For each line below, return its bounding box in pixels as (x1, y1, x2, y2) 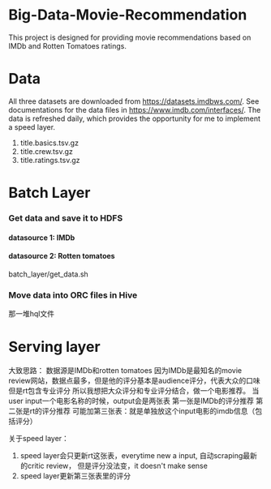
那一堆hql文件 (8, 309, 55, 319)
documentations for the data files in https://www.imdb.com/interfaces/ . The (8, 105, 261, 114)
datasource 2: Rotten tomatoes (8, 251, 115, 261)
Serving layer (8, 338, 101, 356)
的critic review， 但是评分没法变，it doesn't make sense (19, 461, 209, 471)
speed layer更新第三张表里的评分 (19, 471, 131, 481)
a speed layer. (8, 122, 55, 131)
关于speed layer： (8, 434, 69, 444)
